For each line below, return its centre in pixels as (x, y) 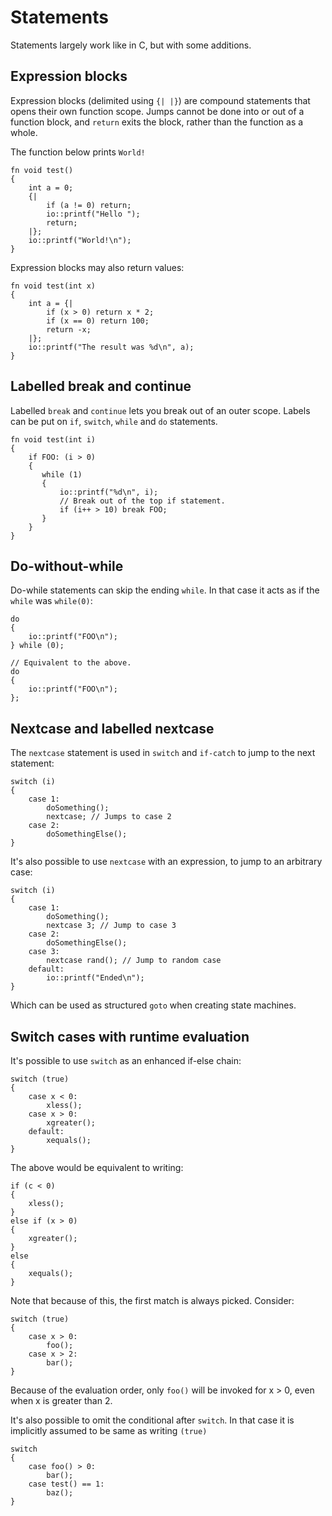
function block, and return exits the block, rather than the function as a (157, 122)
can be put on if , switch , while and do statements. (114, 421)
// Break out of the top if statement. (142, 501)
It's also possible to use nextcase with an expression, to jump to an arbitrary (166, 862)
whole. (24, 132)
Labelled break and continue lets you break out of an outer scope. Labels (160, 410)
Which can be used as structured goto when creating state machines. (153, 1005)
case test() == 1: (66, 1484)
